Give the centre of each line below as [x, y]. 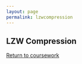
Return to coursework [33, 55]
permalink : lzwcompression [40, 17]
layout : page [22, 12]
